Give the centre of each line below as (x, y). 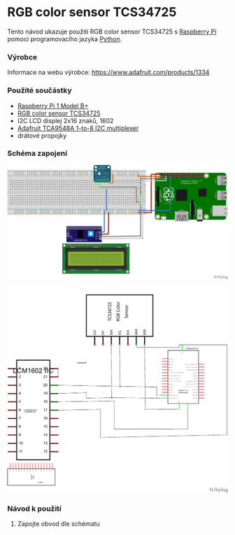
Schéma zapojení (37, 153)
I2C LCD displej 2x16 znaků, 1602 (65, 120)
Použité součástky (40, 90)
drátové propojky (42, 135)
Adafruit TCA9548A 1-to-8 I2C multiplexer (78, 128)
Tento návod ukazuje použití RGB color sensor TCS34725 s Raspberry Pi (112, 31)
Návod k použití (34, 508)
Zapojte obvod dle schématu (58, 523)
